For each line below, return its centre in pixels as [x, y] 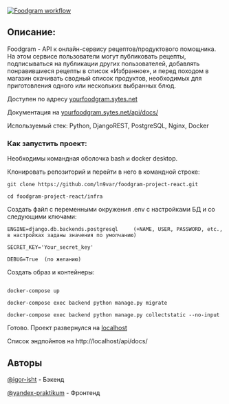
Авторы [25, 363]
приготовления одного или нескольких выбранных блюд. [92, 85]
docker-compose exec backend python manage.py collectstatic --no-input [113, 315]
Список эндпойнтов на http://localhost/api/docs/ [77, 341]
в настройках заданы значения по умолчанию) [72, 235]
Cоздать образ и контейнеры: [51, 272]
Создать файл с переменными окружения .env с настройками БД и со [111, 210]
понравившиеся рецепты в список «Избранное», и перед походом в [108, 71]
